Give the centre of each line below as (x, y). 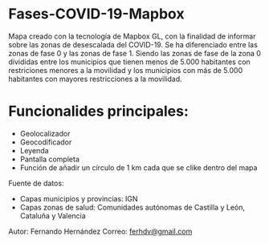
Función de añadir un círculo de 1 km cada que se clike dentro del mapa (139, 167)
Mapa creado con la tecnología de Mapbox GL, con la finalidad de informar (132, 36)
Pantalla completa (50, 159)
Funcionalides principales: (98, 111)
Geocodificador (46, 142)
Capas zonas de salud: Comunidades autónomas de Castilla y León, (132, 207)
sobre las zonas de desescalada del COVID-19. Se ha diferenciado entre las (133, 44)
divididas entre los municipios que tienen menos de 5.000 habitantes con (129, 62)
